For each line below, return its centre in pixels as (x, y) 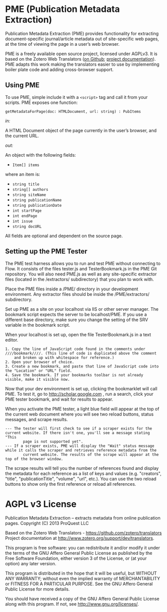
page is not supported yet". (53, 441)
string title (26, 184)
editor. (12, 340)
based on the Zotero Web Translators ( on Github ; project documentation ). (81, 59)
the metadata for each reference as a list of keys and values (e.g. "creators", (83, 473)
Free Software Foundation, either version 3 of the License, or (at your (76, 558)
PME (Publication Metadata (63, 9)
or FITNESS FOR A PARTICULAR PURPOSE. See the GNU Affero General (79, 584)
